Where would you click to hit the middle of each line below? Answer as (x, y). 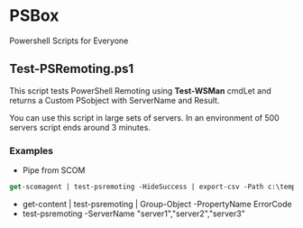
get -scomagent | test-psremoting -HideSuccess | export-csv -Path (137, 187)
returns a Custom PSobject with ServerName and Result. (115, 100)
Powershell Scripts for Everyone (69, 41)
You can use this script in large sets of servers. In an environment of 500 (144, 117)
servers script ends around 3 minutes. (80, 127)
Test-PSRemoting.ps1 (72, 69)
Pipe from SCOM (54, 170)
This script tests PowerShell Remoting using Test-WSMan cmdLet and (141, 90)
